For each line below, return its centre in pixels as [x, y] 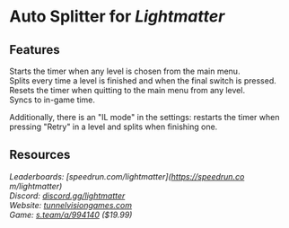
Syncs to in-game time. [53, 100]
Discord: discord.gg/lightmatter [67, 196]
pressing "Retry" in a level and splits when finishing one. [114, 127]
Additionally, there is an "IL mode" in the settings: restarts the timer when [144, 117]
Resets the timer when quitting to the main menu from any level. [127, 90]
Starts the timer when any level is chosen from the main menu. [125, 71]
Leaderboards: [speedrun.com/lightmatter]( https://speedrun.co [127, 176]
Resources [40, 155]
